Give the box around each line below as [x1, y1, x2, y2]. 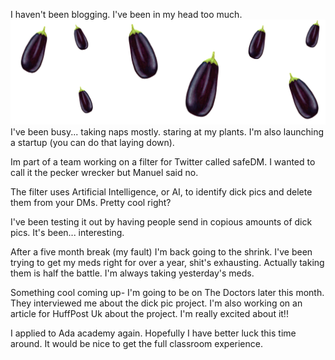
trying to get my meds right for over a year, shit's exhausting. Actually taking [10, 256, 325, 268]
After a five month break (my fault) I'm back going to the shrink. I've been [10, 245, 313, 258]
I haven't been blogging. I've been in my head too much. [10, 9, 243, 20]
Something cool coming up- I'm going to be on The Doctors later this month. [10, 286, 325, 298]
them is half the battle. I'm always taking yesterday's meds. [10, 267, 255, 279]
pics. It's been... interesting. [10, 226, 125, 238]
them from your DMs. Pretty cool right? [10, 196, 172, 208]
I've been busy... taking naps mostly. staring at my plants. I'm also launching [10, 125, 325, 138]
